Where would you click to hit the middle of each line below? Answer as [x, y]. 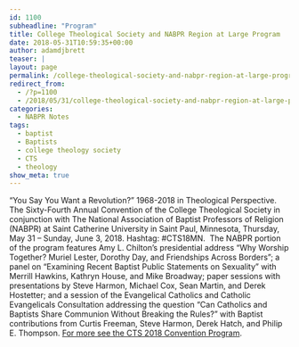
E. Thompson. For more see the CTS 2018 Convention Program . [126, 333]
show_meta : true [39, 175]
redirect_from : [37, 84]
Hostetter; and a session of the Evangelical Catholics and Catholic [130, 295]
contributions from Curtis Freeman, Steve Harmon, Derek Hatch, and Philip [146, 324]
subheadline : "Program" [53, 26]
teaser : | [28, 59]
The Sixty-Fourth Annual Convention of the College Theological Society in [145, 210]
